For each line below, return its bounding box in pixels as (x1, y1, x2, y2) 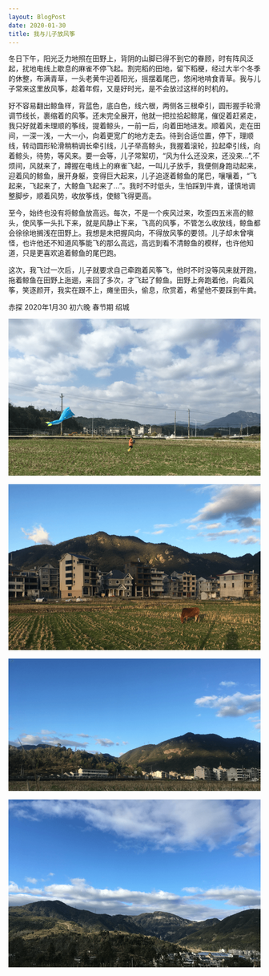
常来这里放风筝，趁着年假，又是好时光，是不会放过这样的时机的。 (14, 84, 233, 94)
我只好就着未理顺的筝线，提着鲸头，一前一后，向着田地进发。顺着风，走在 (8, 121, 254, 131)
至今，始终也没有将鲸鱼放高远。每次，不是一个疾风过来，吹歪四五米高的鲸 (8, 209, 254, 218)
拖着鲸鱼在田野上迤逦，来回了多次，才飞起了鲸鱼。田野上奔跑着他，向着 (8, 275, 247, 285)
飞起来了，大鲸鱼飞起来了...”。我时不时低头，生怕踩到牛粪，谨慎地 (29, 181, 249, 191)
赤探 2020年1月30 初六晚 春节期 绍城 (8, 302, 130, 312)
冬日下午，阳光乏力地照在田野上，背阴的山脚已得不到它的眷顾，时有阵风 (8, 54, 247, 63)
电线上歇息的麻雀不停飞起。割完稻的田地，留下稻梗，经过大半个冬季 (35, 64, 261, 74)
